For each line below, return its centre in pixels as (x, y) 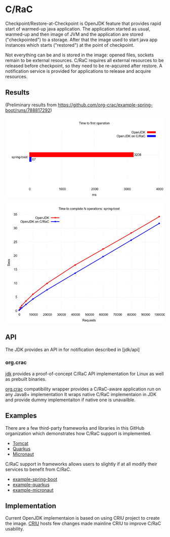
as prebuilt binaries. (26, 379)
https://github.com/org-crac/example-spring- (105, 105)
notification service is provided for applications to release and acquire (78, 71)
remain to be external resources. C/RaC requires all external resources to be (84, 60)
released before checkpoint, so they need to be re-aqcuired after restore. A (84, 66)
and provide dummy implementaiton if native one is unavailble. (70, 400)
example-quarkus (31, 485)
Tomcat (20, 443)
